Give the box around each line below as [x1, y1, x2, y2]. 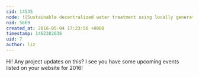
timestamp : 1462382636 [6, 31, 62, 37]
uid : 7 [6, 36, 23, 42]
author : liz [6, 42, 36, 48]
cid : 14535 [6, 8, 33, 15]
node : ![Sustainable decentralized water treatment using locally [6, 14, 174, 20]
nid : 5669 [6, 20, 31, 25]
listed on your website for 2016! [6, 64, 83, 71]
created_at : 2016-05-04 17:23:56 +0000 [6, 25, 105, 31]
